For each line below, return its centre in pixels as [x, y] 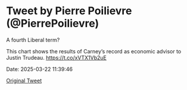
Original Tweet [24, 81]
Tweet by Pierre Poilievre [69, 11]
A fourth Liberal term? [33, 40]
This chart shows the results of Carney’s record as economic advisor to [94, 51]
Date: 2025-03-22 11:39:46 [40, 69]
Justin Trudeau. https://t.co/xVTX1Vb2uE [57, 57]
